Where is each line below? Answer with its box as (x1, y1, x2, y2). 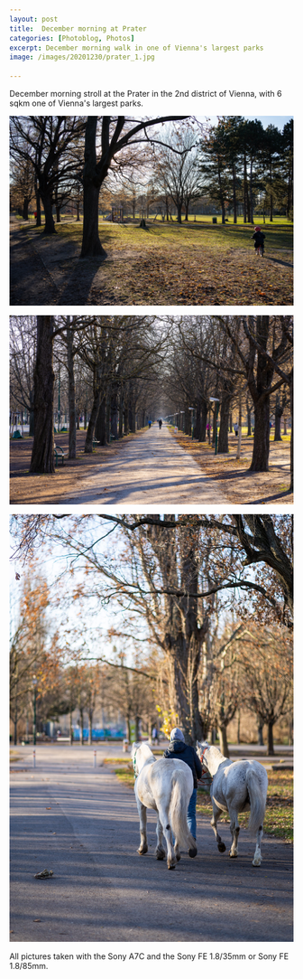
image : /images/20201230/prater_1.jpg (9, 52, 155, 62)
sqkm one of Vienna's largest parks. (9, 98, 144, 108)
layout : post (9, 14, 59, 24)
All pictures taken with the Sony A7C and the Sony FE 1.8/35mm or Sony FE (9, 951, 289, 962)
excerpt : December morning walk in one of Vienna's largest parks (9, 43, 264, 52)
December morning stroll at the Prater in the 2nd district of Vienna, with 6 (9, 89, 282, 99)
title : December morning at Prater (9, 24, 147, 33)
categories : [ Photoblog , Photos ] (9, 33, 135, 42)
